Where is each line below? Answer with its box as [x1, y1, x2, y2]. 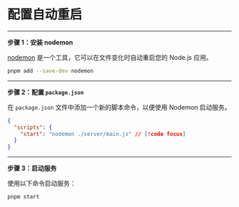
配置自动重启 [7, 6, 83, 23]
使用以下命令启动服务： [7, 179, 76, 188]
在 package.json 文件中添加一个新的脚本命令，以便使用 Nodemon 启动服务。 [7, 102, 231, 111]
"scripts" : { [14, 124, 53, 131]
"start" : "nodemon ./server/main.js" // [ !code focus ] [20, 130, 186, 137]
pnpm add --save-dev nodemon [7, 67, 94, 75]
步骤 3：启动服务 [7, 164, 57, 173]
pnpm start [7, 193, 40, 201]
